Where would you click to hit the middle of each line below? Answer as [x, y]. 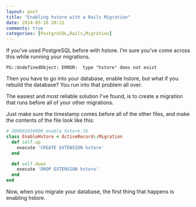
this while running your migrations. [48, 57]
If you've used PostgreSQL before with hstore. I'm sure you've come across [98, 50]
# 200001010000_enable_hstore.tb [47, 131]
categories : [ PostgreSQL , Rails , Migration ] [59, 34]
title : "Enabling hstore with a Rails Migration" [68, 17]
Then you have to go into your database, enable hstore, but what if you [92, 79]
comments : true [25, 28]
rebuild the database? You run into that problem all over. [74, 85]
